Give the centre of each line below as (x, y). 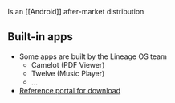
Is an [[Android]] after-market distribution (76, 12)
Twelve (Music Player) (68, 73)
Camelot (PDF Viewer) (68, 64)
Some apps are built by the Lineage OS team (93, 56)
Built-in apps (40, 37)
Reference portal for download (70, 90)
